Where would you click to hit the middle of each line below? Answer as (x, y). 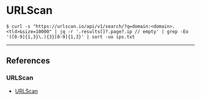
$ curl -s (19, 26)
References (28, 61)
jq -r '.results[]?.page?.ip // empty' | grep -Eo (124, 31)
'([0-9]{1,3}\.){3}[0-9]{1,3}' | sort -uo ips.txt (71, 37)
